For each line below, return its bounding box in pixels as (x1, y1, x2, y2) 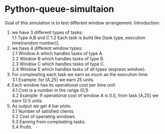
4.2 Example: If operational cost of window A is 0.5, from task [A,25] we (11, 92, 159, 98)
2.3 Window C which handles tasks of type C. (11, 61, 105, 67)
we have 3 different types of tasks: (11, 29, 83, 35)
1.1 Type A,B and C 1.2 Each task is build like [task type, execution (11, 35, 146, 41)
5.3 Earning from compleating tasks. (11, 119, 86, 125)
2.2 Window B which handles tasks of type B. (11, 55, 105, 61)
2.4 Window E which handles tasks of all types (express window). (11, 66, 146, 72)
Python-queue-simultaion (4, 3, 114, 15)
